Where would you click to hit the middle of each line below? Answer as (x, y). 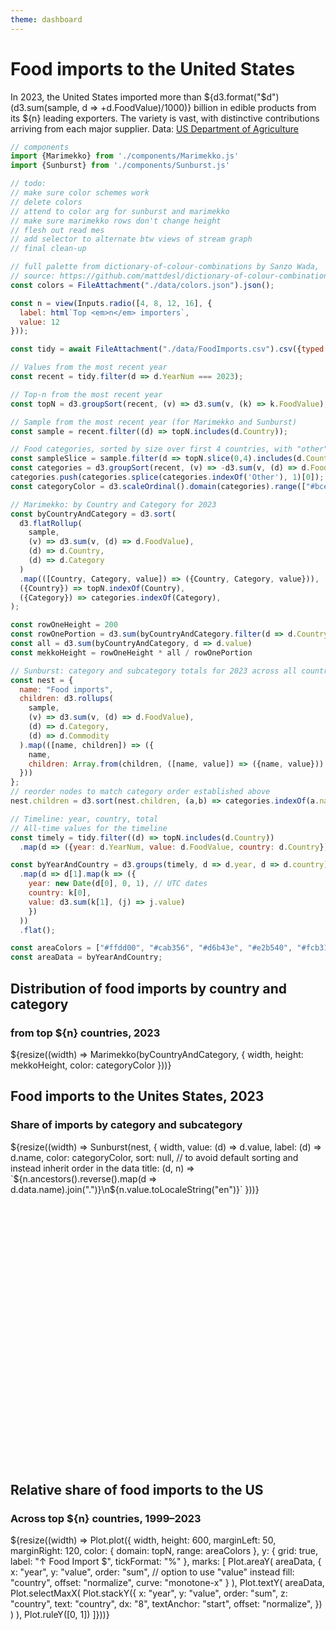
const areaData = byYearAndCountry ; (86, 957)
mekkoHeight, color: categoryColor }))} (91, 1065)
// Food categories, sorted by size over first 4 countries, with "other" (169, 449)
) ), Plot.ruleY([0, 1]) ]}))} (60, 1614)
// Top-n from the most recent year (86, 394)
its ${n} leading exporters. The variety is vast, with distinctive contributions (165, 118)
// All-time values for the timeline (89, 828)
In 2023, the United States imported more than (106, 97)
